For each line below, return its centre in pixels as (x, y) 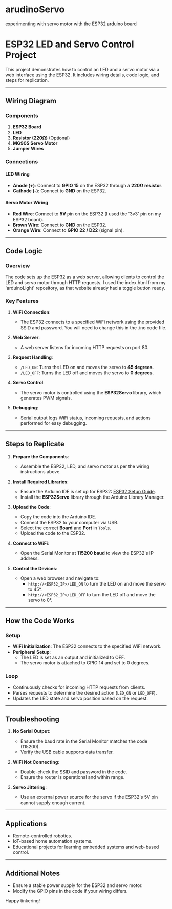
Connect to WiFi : (31, 543)
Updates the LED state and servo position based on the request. (80, 698)
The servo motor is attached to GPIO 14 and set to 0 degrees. (85, 663)
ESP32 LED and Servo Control (70, 44)
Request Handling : (33, 357)
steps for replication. (27, 80)
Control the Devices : (35, 568)
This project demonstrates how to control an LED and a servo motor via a (82, 69)
